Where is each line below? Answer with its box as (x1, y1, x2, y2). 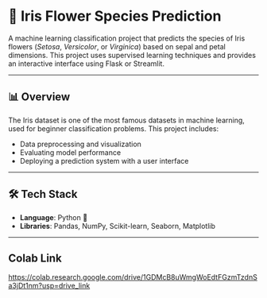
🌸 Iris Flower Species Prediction (8, 7, 222, 25)
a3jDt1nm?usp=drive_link (8, 281, 91, 291)
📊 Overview (8, 91, 71, 104)
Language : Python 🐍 (19, 212, 88, 222)
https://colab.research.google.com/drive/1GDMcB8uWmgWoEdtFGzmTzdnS (8, 273, 258, 282)
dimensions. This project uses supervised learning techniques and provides (8, 50, 257, 60)
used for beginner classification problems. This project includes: (8, 123, 219, 134)
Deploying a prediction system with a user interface (19, 156, 189, 165)
